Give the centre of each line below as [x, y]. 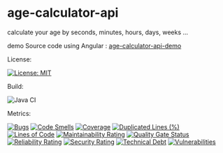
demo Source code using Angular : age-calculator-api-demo [94, 45]
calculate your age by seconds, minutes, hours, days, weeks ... [98, 32]
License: [20, 59]
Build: [15, 86]
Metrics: [19, 113]
